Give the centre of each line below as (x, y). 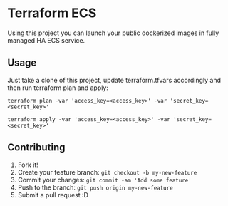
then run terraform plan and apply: (58, 88)
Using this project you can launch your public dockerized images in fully (113, 33)
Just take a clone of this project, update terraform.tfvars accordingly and (114, 80)
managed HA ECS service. (46, 40)
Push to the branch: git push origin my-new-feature (95, 187)
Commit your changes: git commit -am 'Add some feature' (105, 180)
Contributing (36, 148)
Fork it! (28, 165)
